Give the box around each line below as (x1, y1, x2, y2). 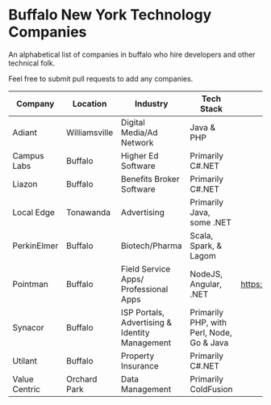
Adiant (12, 127, 38, 138)
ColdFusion (190, 383, 233, 394)
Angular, (190, 278, 222, 289)
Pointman (12, 278, 48, 289)
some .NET (190, 217, 231, 228)
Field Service (120, 263, 171, 274)
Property (120, 350, 155, 361)
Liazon (12, 178, 38, 189)
